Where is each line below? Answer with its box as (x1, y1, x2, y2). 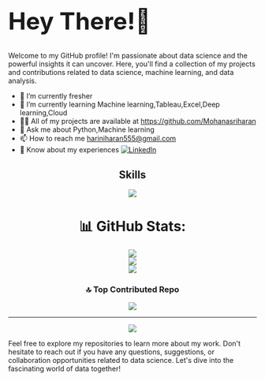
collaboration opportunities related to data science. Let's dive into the (8, 356, 234, 365)
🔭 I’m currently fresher (19, 92, 93, 101)
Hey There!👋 (8, 6, 151, 36)
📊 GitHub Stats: (78, 218, 187, 236)
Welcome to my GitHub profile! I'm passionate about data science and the (8, 51, 248, 61)
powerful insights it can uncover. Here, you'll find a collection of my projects (8, 59, 256, 69)
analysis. (8, 76, 37, 86)
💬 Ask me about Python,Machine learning (19, 125, 155, 134)
